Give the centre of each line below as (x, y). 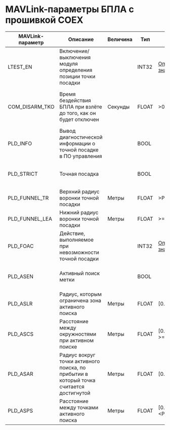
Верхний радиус (79, 191)
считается (72, 386)
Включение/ (74, 51)
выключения (75, 57)
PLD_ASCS (21, 334)
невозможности (79, 252)
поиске (68, 346)
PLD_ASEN (21, 276)
